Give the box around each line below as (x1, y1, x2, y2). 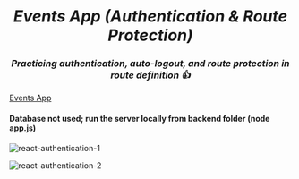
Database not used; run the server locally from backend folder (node (9, 114, 270, 124)
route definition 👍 (110, 69, 191, 81)
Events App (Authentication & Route (13, 6, 288, 27)
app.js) (9, 123, 37, 133)
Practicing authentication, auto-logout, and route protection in (11, 57, 290, 70)
